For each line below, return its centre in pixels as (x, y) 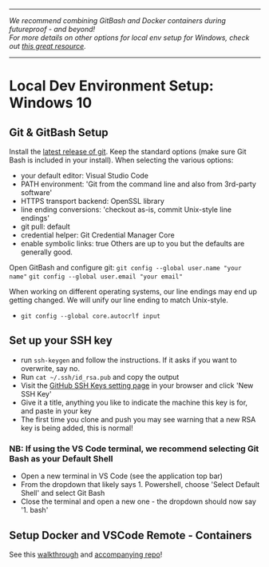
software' (36, 192)
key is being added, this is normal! (77, 428)
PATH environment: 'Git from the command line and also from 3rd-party (138, 184)
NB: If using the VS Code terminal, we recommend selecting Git (134, 449)
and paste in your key (56, 411)
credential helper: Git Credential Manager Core (97, 235)
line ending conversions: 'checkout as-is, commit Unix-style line (126, 210)
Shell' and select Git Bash (63, 493)
